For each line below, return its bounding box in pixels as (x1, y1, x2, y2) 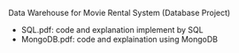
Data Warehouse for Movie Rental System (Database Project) (8, 8, 231, 18)
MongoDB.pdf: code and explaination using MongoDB (20, 34, 219, 44)
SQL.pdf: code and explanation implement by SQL (20, 25, 204, 34)
